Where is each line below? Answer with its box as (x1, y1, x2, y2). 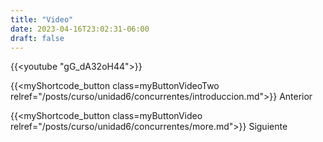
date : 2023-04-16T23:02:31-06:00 (10, 24, 150, 34)
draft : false (10, 33, 65, 43)
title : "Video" (10, 14, 74, 25)
